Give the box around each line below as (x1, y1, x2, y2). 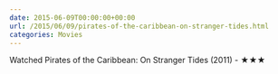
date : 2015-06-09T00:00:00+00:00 (9, 13, 136, 23)
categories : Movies (9, 30, 83, 39)
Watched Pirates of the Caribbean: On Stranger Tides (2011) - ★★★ (9, 55, 266, 66)
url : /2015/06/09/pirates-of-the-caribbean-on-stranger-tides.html (9, 22, 270, 31)
